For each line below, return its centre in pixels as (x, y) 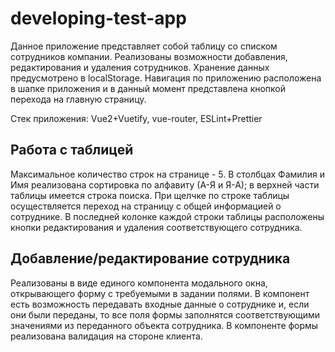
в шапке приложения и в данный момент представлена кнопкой (148, 88)
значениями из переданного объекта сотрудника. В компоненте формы (164, 325)
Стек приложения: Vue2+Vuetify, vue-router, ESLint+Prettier (136, 118)
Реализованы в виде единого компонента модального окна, (139, 283)
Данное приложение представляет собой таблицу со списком (144, 46)
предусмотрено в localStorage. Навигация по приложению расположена (166, 78)
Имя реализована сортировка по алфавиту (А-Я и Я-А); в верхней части (165, 184)
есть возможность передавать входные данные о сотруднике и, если (160, 304)
